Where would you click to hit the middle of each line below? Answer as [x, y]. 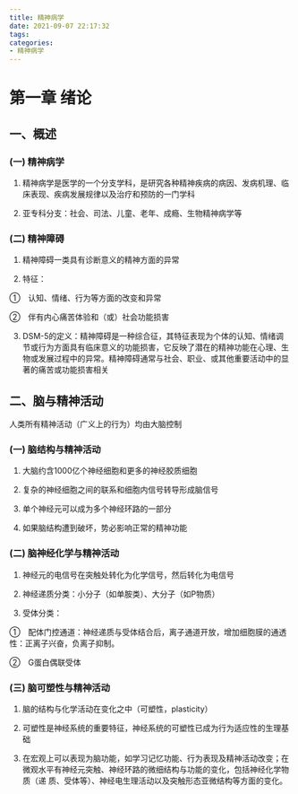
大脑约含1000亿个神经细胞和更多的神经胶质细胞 [110, 471]
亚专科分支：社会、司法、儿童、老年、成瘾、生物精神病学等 [132, 213]
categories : [31, 43]
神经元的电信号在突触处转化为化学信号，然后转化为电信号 [128, 574]
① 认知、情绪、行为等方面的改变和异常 [85, 298]
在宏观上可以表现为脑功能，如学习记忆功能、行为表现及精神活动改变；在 [155, 758]
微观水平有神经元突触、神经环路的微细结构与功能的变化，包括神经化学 [152, 769]
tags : [19, 34]
